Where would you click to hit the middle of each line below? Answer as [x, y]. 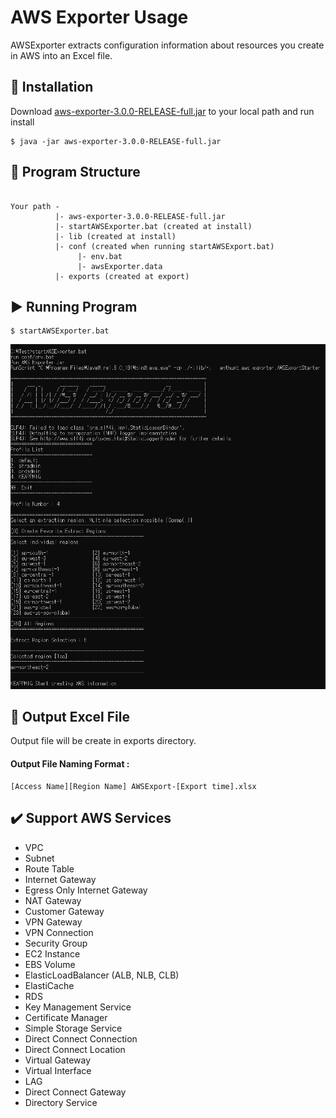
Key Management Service [78, 1007]
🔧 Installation [52, 87]
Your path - [35, 206]
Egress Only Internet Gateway [86, 890]
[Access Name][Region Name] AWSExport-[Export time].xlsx [133, 786]
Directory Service [61, 1102]
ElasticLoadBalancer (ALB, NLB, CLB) [102, 975]
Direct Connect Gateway [75, 1092]
